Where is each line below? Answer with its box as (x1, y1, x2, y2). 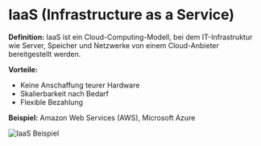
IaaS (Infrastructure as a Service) (8, 6, 235, 24)
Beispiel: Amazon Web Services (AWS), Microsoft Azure (8, 112, 196, 122)
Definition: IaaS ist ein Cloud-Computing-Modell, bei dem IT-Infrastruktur (8, 32, 253, 42)
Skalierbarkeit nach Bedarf (19, 88, 110, 98)
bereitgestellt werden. (8, 49, 81, 59)
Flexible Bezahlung (19, 97, 83, 107)
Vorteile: (8, 64, 39, 74)
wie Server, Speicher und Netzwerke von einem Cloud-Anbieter (8, 40, 220, 50)
